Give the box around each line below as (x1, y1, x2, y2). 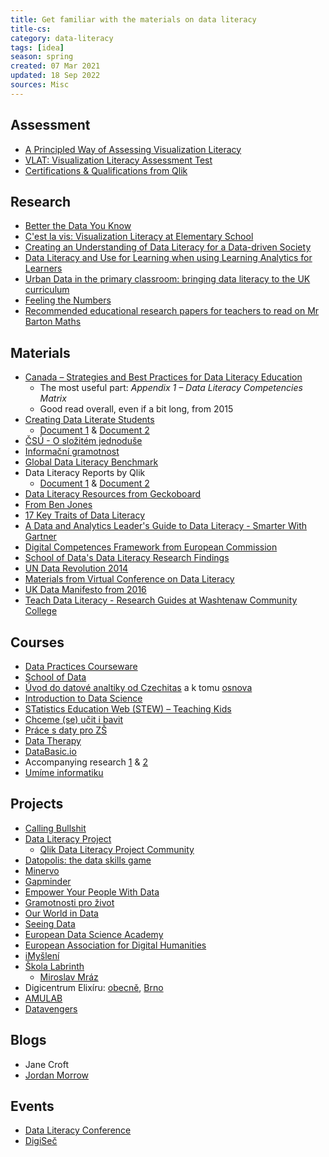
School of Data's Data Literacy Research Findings (24, 552, 230, 564)
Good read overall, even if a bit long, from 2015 (39, 403, 234, 415)
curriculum (24, 284, 70, 296)
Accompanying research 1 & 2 (24, 756, 148, 768)
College (24, 605, 58, 617)
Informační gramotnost (24, 446, 120, 458)
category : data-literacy (10, 33, 114, 43)
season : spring (10, 52, 74, 62)
